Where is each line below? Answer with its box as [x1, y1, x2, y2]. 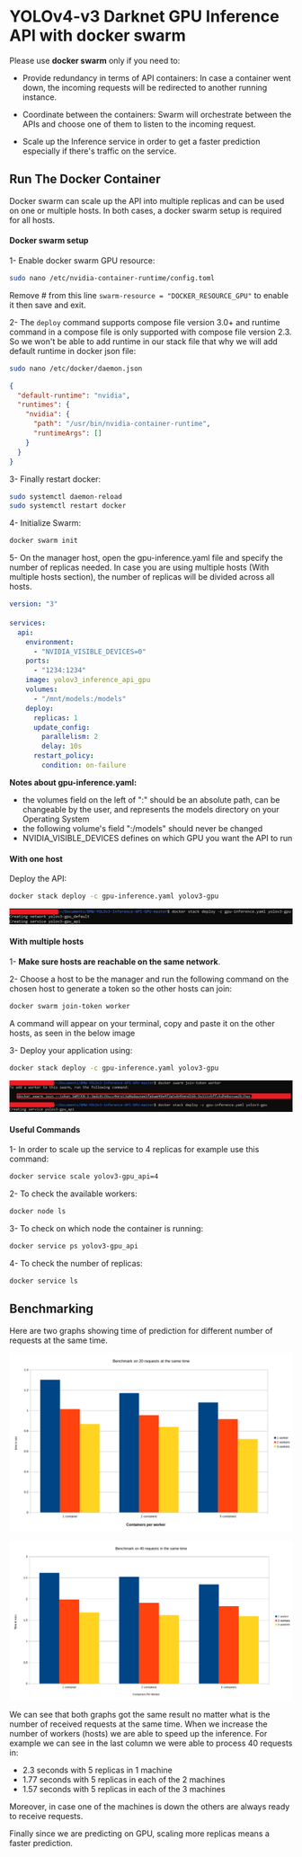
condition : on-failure [41, 761, 127, 770]
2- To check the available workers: [9, 1188, 138, 1199]
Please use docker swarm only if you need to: [9, 55, 181, 66]
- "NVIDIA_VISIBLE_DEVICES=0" [32, 647, 147, 656]
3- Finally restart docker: [9, 474, 102, 484]
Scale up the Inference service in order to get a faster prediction [22, 136, 261, 147]
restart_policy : [32, 751, 94, 760]
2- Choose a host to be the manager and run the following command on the [9, 973, 289, 984]
